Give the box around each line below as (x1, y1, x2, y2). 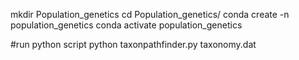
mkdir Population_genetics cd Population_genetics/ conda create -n (10, 9, 290, 20)
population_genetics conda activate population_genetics (10, 19, 243, 31)
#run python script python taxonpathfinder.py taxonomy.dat (10, 39, 257, 50)
